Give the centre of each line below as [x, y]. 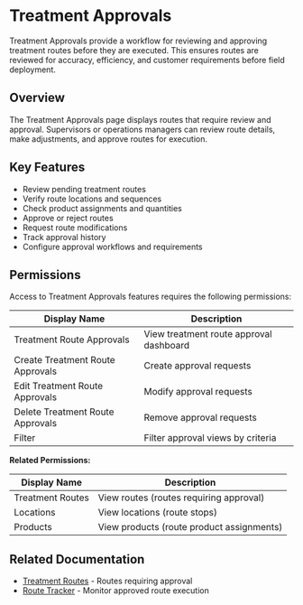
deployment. [32, 70]
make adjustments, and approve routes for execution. [108, 139]
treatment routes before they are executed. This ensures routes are [134, 50]
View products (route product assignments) [190, 527]
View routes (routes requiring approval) [181, 498]
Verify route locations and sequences [92, 199]
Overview [37, 98]
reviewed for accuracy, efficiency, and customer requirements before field [147, 60]
